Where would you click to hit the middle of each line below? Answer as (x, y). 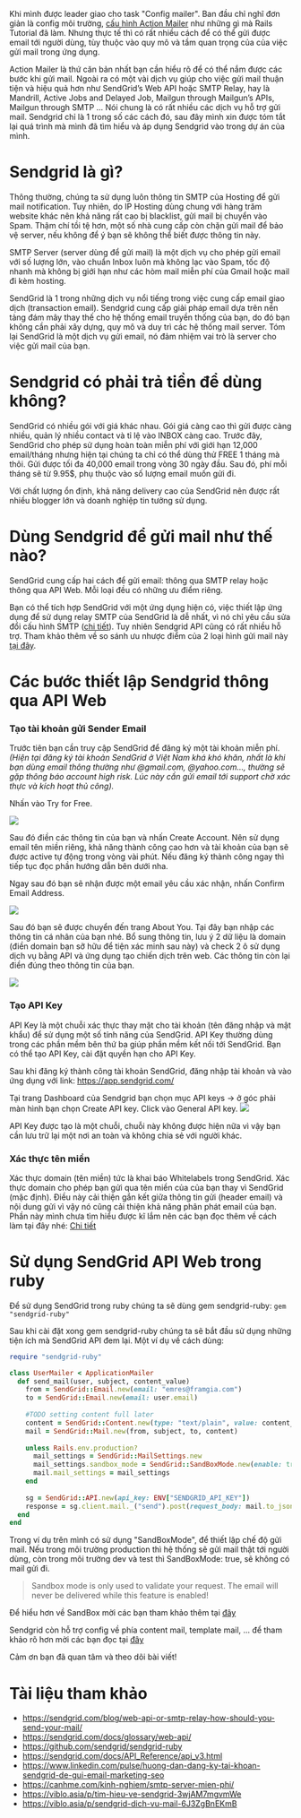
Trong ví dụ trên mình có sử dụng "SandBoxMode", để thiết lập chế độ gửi (146, 1540)
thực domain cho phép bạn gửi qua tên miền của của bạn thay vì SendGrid (146, 1187)
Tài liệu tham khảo (78, 1693)
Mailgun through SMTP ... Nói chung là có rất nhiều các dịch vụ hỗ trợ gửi (145, 107)
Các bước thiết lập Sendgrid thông (139, 682)
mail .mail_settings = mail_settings (101, 1473)
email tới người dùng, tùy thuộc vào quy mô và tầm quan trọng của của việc (149, 42)
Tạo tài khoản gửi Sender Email (78, 728)
